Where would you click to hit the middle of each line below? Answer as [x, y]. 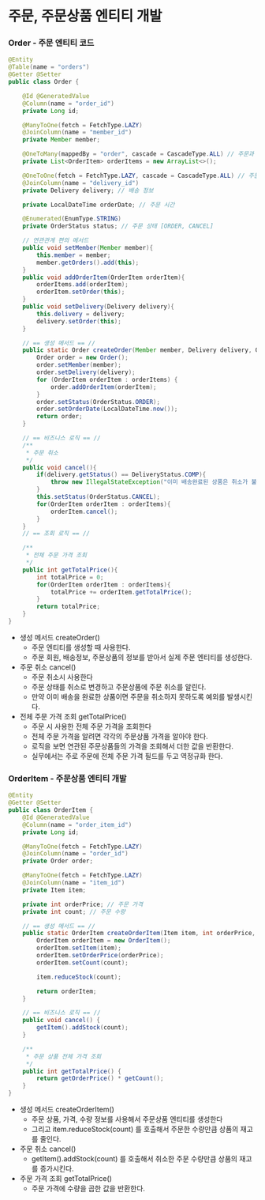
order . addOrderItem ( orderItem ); [103, 387]
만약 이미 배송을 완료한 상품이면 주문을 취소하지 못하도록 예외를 [128, 696]
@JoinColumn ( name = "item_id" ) [74, 883]
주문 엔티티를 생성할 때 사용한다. [81, 647]
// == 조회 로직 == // [56, 534]
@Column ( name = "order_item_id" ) [77, 825]
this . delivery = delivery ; [81, 314]
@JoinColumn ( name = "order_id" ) [75, 854]
